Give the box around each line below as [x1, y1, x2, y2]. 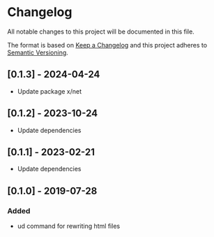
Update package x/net [17, 87, 82, 95]
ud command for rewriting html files [17, 222, 121, 231]
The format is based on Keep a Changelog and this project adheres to [7, 41, 208, 49]
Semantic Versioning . [7, 48, 68, 57]
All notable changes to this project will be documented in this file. [7, 27, 195, 36]
